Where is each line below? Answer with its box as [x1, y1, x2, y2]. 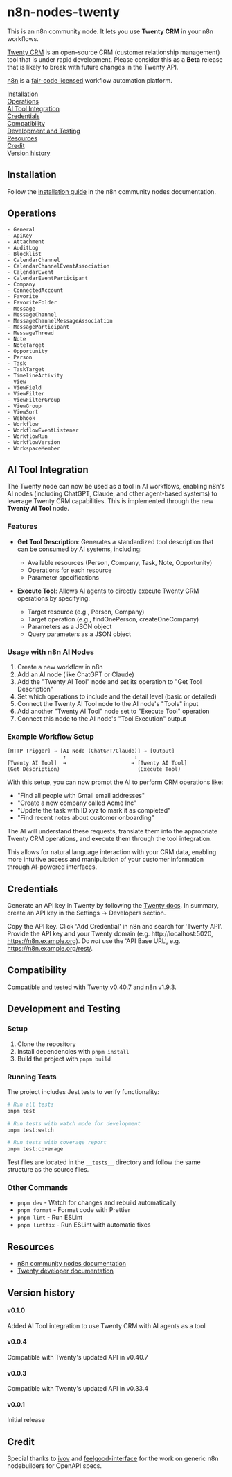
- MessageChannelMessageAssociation [7, 317, 113, 324]
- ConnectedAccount [7, 286, 64, 294]
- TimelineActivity [7, 372, 64, 379]
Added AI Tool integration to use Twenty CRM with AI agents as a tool [7, 1321, 206, 1330]
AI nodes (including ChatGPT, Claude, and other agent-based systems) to [7, 489, 217, 498]
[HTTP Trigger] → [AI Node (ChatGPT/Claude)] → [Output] [7, 748, 175, 755]
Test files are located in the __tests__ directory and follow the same [7, 1158, 201, 1166]
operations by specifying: [17, 594, 90, 602]
